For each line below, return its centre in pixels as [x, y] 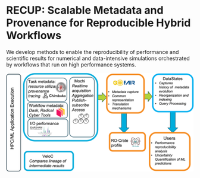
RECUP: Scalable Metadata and [85, 10]
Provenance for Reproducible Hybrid [99, 23]
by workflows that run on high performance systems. [71, 64]
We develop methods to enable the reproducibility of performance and [93, 52]
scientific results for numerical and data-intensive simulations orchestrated [98, 58]
